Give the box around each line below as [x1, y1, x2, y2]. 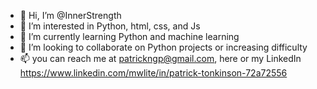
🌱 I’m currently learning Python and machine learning [19, 31, 240, 42]
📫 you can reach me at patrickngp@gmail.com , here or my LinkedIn [19, 53, 302, 64]
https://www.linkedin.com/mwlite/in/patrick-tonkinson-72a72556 [19, 67, 288, 79]
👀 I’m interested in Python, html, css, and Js [19, 20, 201, 32]
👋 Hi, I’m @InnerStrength [19, 10, 122, 21]
